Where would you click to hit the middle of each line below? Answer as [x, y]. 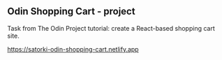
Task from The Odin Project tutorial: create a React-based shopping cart [111, 28]
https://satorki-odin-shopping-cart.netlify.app [73, 49]
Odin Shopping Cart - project [71, 12]
